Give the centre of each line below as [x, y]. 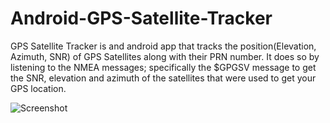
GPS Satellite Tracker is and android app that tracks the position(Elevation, [163, 46]
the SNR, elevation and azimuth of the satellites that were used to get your [163, 78]
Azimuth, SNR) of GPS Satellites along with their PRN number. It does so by [165, 56]
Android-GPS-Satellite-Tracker [141, 18]
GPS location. [38, 88]
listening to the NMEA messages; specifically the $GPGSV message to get [163, 67]
